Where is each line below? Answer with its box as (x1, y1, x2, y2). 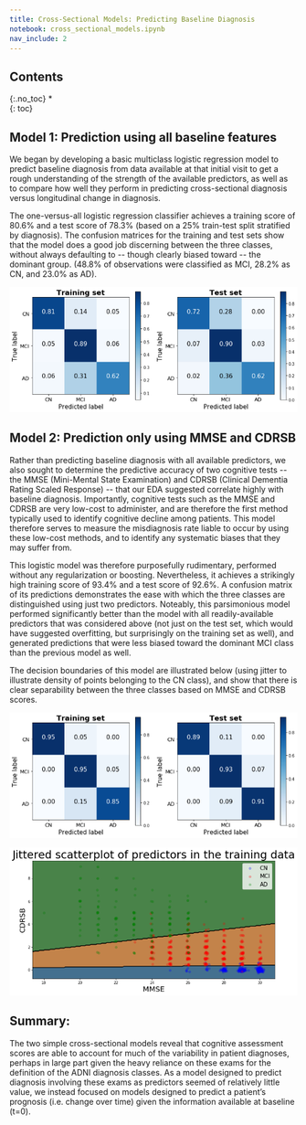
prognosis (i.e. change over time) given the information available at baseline (9, 1096, 295, 1107)
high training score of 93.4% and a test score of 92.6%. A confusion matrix (9, 578, 293, 589)
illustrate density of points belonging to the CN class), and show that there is (9, 674, 298, 685)
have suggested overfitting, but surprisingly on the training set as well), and (9, 627, 294, 639)
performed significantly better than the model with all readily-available (9, 608, 274, 619)
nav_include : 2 (9, 34, 68, 43)
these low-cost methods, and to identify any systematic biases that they (9, 532, 281, 543)
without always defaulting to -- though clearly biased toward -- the (9, 249, 262, 260)
